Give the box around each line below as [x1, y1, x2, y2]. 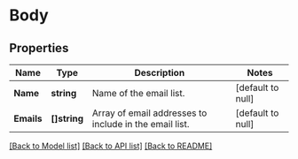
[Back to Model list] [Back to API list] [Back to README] [9, 140, 213, 151]
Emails [13, 112, 43, 125]
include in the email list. [91, 118, 190, 130]
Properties [9, 41, 69, 56]
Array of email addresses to [91, 107, 208, 119]
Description [134, 67, 185, 79]
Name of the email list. [91, 87, 185, 99]
